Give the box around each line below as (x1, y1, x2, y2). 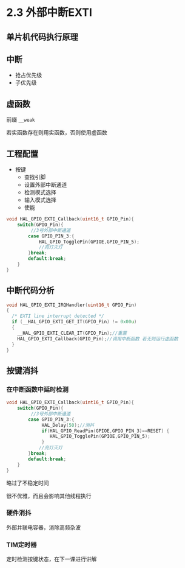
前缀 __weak (6, 116, 35, 124)
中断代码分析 (6, 286, 55, 296)
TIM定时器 (6, 540, 37, 549)
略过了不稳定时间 (6, 479, 49, 486)
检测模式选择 (24, 189, 56, 196)
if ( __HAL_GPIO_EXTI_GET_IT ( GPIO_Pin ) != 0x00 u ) (12, 319, 137, 325)
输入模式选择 (24, 196, 56, 204)
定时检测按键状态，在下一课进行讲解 (6, 555, 97, 563)
